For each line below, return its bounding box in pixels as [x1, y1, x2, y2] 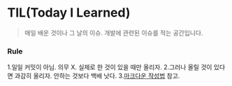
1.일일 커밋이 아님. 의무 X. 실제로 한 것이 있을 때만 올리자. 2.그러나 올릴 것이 [7, 63, 212, 71]
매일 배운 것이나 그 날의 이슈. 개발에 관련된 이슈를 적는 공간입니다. [24, 28, 203, 37]
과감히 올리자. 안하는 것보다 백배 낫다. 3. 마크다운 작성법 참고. [14, 71, 180, 80]
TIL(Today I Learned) [7, 5, 131, 21]
